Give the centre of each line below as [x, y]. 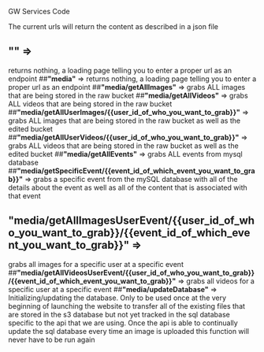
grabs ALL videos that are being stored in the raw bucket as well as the [123, 146]
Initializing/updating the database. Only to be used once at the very [117, 298]
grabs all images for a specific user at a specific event [96, 264]
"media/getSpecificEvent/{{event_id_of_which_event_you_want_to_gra [136, 170]
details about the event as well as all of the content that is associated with [128, 187]
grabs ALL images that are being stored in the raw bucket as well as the [125, 120]
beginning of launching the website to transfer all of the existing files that [127, 306]
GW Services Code [39, 11]
